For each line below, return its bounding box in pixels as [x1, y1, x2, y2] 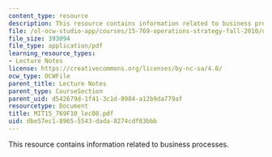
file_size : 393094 [8, 34, 70, 43]
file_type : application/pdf [8, 42, 104, 50]
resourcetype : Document [8, 102, 89, 110]
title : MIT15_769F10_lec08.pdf [8, 110, 114, 118]
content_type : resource [8, 11, 89, 20]
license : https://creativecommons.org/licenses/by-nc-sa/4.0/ [8, 65, 223, 73]
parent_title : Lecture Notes [8, 79, 107, 87]
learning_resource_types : [8, 49, 96, 57]
